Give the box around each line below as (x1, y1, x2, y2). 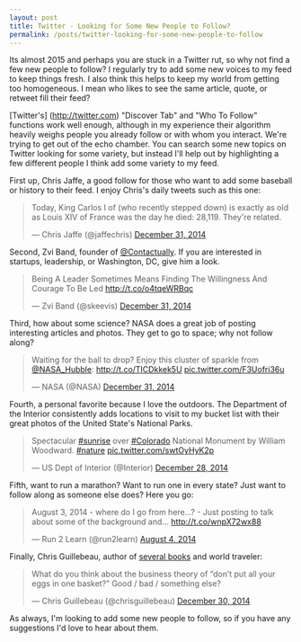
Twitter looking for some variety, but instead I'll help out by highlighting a (9, 148, 279, 159)
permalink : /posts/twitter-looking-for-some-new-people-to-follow (9, 30, 263, 39)
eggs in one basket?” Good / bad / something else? (31, 578, 222, 589)
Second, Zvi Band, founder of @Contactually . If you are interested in (9, 246, 262, 257)
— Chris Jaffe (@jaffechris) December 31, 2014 (31, 229, 207, 240)
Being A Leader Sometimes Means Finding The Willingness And (31, 273, 268, 284)
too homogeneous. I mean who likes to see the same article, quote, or (9, 83, 268, 94)
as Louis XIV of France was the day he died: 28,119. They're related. (31, 212, 282, 223)
